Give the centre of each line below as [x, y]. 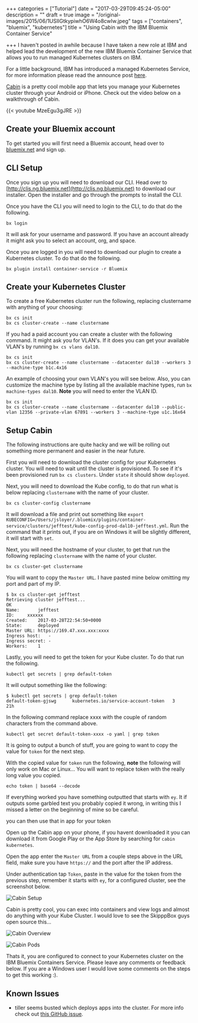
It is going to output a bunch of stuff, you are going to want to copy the [92, 745]
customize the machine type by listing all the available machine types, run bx [99, 385]
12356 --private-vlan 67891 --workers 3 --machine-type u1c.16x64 [102, 412]
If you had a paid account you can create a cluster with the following [89, 334]
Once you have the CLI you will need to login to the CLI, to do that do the [94, 206]
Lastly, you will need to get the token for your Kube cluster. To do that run [95, 657]
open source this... [29, 922]
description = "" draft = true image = [51, 15]
